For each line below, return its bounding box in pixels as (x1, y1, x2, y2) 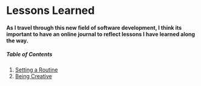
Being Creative (15, 72, 53, 79)
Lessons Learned (6, 4, 95, 18)
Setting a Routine (15, 66, 58, 73)
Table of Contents (6, 51, 53, 58)
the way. (6, 37, 28, 44)
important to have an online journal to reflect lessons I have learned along (6, 30, 196, 38)
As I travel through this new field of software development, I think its (6, 24, 182, 31)
